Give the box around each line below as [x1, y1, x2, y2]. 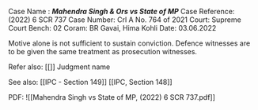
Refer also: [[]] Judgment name [8, 62, 111, 71]
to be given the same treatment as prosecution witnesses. [8, 47, 198, 56]
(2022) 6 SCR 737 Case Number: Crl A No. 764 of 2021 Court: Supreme [8, 15, 241, 24]
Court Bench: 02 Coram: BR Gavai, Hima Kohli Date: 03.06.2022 [8, 24, 217, 32]
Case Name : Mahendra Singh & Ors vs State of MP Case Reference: [8, 7, 235, 16]
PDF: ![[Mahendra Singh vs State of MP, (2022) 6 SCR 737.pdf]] [8, 93, 216, 101]
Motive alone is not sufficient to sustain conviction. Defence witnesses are [8, 38, 251, 48]
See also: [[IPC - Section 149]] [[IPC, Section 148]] [8, 78, 173, 86]
